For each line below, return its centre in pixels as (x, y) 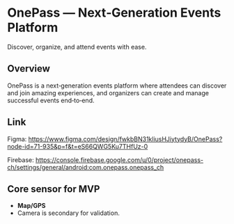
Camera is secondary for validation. (68, 213)
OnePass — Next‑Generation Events (114, 13)
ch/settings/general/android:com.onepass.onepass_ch (86, 167)
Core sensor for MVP (54, 189)
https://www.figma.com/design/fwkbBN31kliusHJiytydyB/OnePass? (125, 139)
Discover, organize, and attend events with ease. (77, 47)
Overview (29, 69)
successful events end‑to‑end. (51, 100)
